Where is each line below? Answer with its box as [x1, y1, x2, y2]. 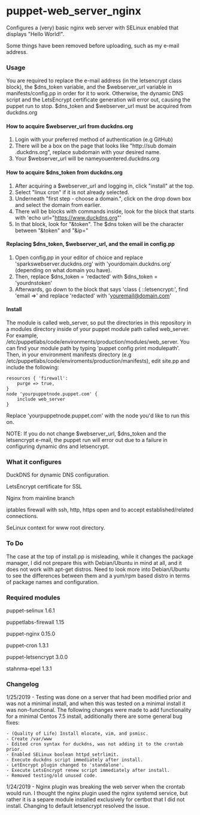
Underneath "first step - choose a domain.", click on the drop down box [14, 195, 192, 202]
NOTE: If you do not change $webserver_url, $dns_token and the [6, 430, 166, 437]
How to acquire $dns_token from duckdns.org [6, 169, 123, 176]
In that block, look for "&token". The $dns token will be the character [14, 220, 184, 227]
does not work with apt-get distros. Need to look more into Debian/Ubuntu [6, 566, 190, 573]
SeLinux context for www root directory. [6, 524, 105, 531]
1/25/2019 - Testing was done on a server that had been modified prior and [6, 694, 192, 701]
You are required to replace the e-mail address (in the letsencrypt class [6, 77, 182, 85]
